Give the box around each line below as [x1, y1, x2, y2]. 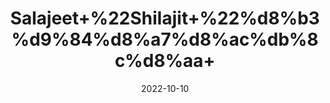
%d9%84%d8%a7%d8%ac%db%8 [11, 28, 319, 51]
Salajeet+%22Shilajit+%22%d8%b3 [10, 7, 320, 30]
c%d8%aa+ [114, 50, 216, 72]
